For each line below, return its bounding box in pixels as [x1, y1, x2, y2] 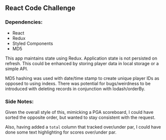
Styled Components [12, 40, 54, 46]
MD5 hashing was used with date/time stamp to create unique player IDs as [5, 75, 160, 81]
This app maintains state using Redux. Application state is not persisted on [5, 55, 158, 61]
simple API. [5, 66, 28, 71]
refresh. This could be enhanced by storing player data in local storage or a [5, 60, 159, 66]
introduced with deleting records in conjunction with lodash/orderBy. [5, 86, 145, 92]
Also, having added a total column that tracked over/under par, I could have [5, 124, 161, 130]
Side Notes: [5, 98, 34, 105]
